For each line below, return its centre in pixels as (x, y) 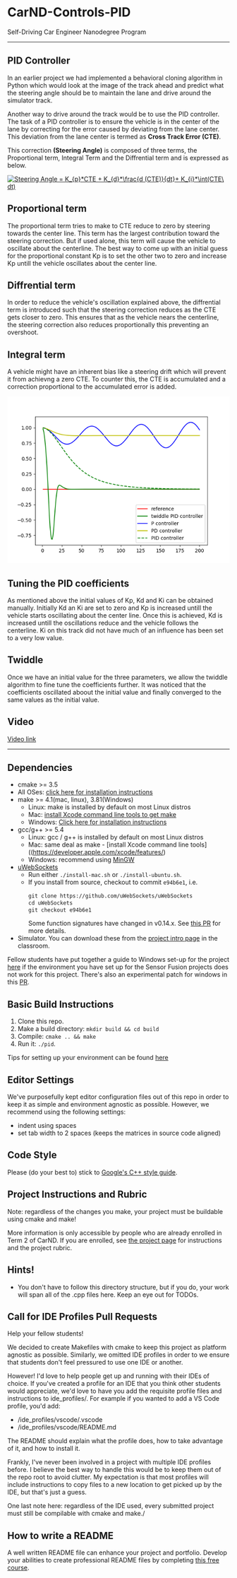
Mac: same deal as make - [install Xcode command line (108, 844)
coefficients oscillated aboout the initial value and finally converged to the (115, 692)
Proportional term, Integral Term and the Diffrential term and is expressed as (118, 158)
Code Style (32, 1155)
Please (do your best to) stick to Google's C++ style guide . (92, 1172)
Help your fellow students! (45, 1333)
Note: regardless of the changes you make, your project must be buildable (115, 1211)
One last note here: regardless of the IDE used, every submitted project (111, 1506)
